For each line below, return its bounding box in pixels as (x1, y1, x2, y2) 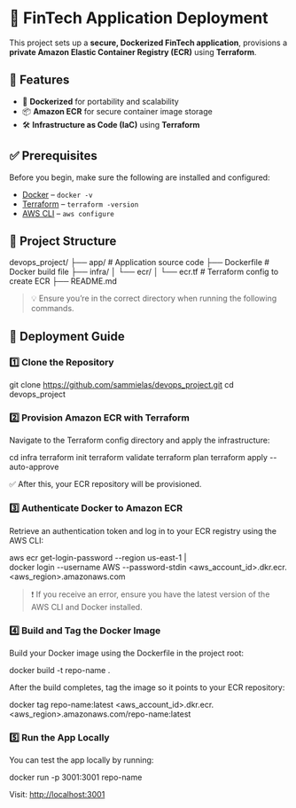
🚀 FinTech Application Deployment (9, 8, 269, 28)
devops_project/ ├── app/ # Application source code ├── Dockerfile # (9, 257, 270, 268)
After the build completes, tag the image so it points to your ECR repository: (9, 682, 285, 693)
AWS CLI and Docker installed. (30, 601, 144, 612)
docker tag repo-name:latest (9, 699, 113, 710)
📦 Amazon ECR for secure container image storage (21, 106, 213, 116)
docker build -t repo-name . (9, 664, 111, 675)
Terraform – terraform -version (21, 199, 139, 209)
